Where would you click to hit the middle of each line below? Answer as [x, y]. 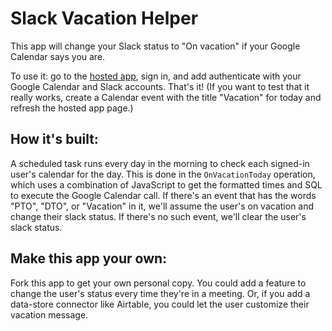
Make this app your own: [89, 258]
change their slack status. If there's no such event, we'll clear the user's [158, 216]
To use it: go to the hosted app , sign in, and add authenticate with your [156, 76]
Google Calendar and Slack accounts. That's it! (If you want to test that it [160, 86]
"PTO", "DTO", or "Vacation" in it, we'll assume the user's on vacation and [162, 206]
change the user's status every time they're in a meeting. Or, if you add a [160, 293]
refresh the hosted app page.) [72, 108]
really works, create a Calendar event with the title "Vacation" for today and [166, 97]
